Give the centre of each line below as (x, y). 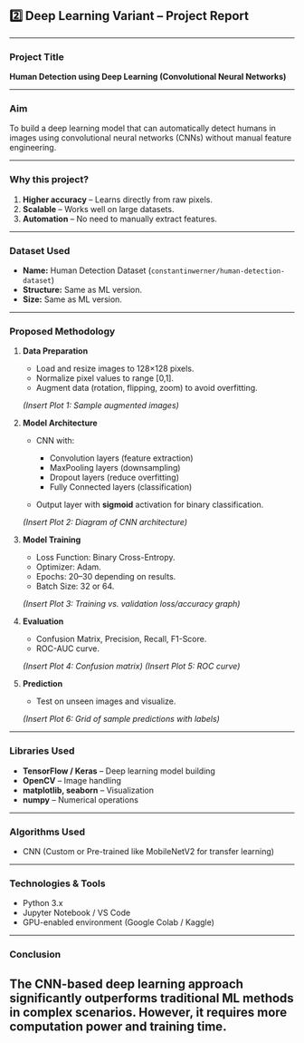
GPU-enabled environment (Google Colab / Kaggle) (119, 922)
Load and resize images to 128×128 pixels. (115, 369)
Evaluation (43, 621)
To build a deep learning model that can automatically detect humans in (142, 128)
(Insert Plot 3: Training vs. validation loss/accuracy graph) (131, 604)
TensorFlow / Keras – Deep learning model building (119, 771)
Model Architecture (60, 423)
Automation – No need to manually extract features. (119, 219)
